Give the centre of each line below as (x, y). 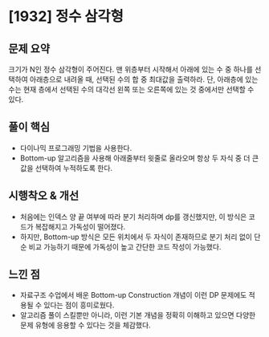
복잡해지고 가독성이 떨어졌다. (80, 226)
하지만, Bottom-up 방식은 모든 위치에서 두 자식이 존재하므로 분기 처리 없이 (136, 237)
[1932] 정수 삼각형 (66, 16)
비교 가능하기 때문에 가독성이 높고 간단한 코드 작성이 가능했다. (125, 246)
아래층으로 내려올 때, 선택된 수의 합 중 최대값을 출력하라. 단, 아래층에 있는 (144, 79)
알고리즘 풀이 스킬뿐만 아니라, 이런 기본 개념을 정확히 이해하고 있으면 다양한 (138, 315)
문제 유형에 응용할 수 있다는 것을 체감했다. (85, 325)
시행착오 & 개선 (43, 196)
